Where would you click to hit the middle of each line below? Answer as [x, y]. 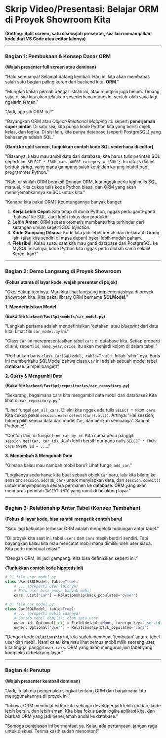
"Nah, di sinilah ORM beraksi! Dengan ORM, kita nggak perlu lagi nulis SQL [81, 182]
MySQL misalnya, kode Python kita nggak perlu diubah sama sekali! [81, 249]
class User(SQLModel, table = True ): [42, 582]
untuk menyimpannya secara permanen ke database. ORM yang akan [76, 485]
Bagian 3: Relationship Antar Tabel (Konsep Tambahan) [73, 508]
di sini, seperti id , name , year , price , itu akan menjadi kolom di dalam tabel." [81, 346]
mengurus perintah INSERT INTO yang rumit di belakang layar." [68, 490]
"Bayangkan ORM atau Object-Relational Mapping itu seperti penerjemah [80, 121]
